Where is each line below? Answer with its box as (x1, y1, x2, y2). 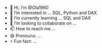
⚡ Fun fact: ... (9, 38, 37, 44)
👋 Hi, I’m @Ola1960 (9, 5, 49, 10)
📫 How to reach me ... (9, 26, 56, 31)
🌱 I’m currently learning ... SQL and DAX (9, 15, 91, 21)
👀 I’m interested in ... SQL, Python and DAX (9, 10, 97, 16)
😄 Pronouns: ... (9, 33, 42, 39)
